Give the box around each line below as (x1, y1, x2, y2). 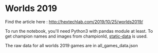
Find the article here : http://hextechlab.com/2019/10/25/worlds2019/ (5, 19, 143, 25)
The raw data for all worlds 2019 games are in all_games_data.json (5, 42, 138, 48)
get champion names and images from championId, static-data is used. (5, 33, 148, 39)
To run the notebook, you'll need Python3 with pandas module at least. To (5, 28, 153, 34)
